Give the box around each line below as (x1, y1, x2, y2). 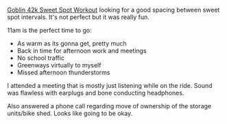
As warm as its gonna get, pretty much (16, 40, 127, 47)
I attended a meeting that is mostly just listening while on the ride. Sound (7, 82, 213, 89)
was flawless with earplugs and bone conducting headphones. (7, 89, 184, 97)
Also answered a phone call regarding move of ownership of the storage (7, 102, 211, 110)
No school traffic (16, 54, 65, 62)
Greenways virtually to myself (16, 61, 101, 69)
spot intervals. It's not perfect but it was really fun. (7, 13, 150, 21)
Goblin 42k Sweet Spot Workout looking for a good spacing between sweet (7, 6, 220, 14)
